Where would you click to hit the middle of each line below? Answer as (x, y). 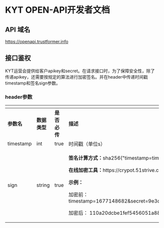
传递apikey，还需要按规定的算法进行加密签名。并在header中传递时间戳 (76, 77)
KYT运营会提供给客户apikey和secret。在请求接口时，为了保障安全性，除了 (80, 71)
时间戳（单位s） (87, 144)
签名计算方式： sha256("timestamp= (110, 158)
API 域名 (18, 30)
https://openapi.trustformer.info (37, 41)
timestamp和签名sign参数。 (33, 83)
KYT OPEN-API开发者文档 (58, 10)
